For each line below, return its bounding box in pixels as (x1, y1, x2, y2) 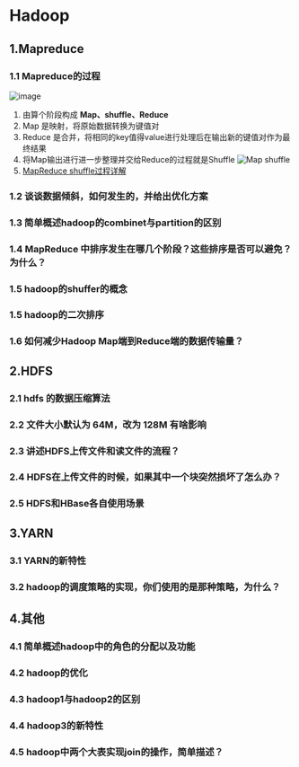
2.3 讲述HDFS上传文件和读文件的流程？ (9, 445, 180, 457)
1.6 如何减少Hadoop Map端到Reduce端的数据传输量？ (9, 335, 244, 348)
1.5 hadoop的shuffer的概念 (9, 282, 128, 295)
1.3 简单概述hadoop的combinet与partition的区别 (9, 216, 222, 229)
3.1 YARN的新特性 (9, 554, 87, 567)
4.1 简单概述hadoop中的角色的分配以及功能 (9, 639, 196, 652)
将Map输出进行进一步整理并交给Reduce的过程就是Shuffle (22, 154, 235, 164)
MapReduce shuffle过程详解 (22, 165, 128, 176)
